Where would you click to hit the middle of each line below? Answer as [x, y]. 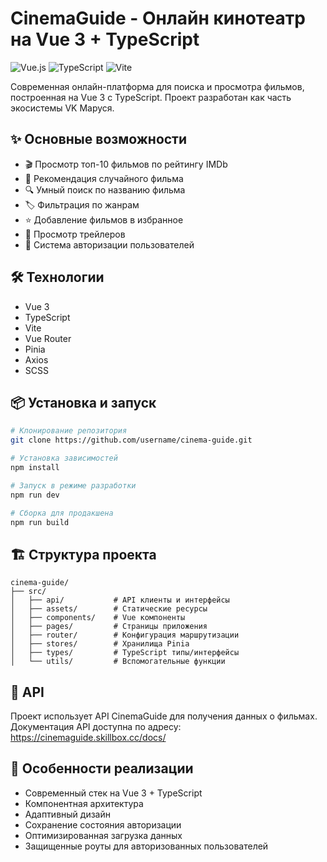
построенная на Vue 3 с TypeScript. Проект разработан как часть [151, 97]
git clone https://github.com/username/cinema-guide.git [131, 440]
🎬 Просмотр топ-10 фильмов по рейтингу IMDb [126, 164]
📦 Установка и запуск [83, 402]
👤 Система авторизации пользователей [109, 244]
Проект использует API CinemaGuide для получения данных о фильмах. [164, 716]
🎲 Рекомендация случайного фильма [104, 178]
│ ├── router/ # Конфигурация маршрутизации [125, 635]
